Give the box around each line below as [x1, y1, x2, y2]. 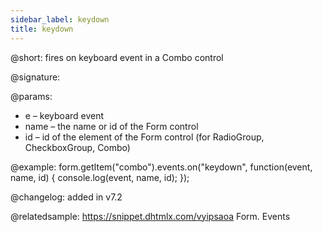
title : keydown [10, 24, 74, 34]
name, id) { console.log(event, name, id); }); [10, 171, 190, 183]
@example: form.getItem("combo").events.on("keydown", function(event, [10, 161, 313, 173]
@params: [10, 90, 53, 102]
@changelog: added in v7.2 [10, 191, 123, 203]
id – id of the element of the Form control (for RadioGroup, [24, 131, 265, 143]
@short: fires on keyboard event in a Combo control [10, 51, 224, 63]
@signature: [10, 71, 61, 83]
